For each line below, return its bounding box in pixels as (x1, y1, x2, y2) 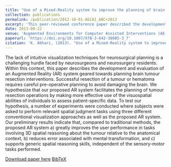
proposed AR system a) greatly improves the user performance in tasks (5, 124, 155, 130)
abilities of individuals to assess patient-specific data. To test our (5, 97, 141, 104)
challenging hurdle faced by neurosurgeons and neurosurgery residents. (5, 59, 158, 66)
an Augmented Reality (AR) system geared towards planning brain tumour (5, 71, 160, 77)
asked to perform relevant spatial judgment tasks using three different (5, 108, 152, 114)
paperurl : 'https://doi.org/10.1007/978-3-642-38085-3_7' (5, 36, 131, 41)
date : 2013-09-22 (5, 26, 42, 31)
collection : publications (5, 12, 60, 17)
